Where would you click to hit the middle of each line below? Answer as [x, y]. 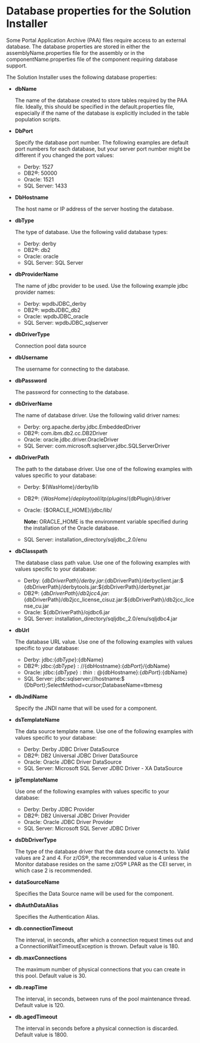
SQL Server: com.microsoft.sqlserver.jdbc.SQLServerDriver [97, 445]
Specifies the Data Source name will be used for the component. [94, 893]
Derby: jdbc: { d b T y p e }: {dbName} [64, 659]
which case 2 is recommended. [53, 870]
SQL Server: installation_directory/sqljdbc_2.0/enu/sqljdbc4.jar [101, 619]
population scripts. [38, 119]
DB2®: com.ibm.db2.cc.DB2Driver [66, 433]
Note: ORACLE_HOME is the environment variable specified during [106, 521]
